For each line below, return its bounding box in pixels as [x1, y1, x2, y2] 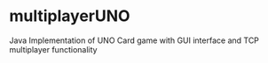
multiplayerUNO [9, 6, 130, 26]
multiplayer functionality [9, 44, 98, 54]
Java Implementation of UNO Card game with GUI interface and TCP [9, 35, 260, 45]
